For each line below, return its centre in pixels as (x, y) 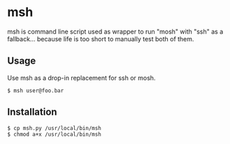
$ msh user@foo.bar (36, 91)
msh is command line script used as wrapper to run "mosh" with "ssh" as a (115, 31)
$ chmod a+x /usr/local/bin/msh (54, 134)
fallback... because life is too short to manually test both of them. (101, 38)
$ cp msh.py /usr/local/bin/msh (54, 128)
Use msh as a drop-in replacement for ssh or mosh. (81, 78)
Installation (32, 112)
